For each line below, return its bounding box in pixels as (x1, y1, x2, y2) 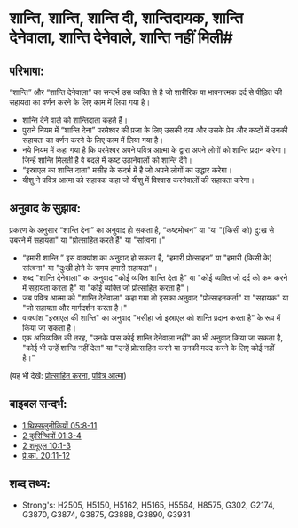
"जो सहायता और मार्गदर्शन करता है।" (21, 302, 128, 313)
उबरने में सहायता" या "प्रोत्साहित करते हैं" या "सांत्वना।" (9, 235, 166, 245)
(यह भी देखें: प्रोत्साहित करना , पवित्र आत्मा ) (9, 370, 127, 380)
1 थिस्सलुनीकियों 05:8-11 (21, 420, 98, 430)
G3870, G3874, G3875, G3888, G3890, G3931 (21, 509, 191, 520)
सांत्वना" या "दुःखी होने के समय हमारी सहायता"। (21, 262, 158, 273)
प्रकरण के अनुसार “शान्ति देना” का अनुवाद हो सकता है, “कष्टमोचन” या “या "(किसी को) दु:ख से (9, 224, 275, 235)
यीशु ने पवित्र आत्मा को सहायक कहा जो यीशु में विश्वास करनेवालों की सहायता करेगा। (21, 175, 255, 185)
